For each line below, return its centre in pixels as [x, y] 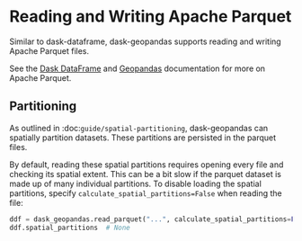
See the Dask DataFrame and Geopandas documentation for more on [138, 68]
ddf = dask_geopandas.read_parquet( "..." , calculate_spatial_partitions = [151, 219]
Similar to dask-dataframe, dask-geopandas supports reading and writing [145, 41]
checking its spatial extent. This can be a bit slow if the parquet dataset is [145, 174]
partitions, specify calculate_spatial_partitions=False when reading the [146, 193]
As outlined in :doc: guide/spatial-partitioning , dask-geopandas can [139, 128]
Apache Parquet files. [49, 50]
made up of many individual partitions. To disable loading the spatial [136, 183]
